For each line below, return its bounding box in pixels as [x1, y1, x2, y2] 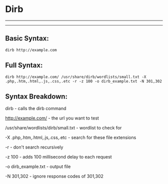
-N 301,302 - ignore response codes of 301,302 [5, 173, 104, 179]
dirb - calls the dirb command [5, 105, 66, 111]
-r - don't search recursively [5, 144, 63, 150]
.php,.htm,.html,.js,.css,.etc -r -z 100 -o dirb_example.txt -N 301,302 [5, 78, 162, 83]
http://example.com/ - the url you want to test [5, 115, 99, 121]
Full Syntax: [5, 61, 43, 69]
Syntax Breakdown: [5, 92, 67, 100]
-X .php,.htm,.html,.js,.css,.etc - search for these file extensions [5, 134, 136, 140]
